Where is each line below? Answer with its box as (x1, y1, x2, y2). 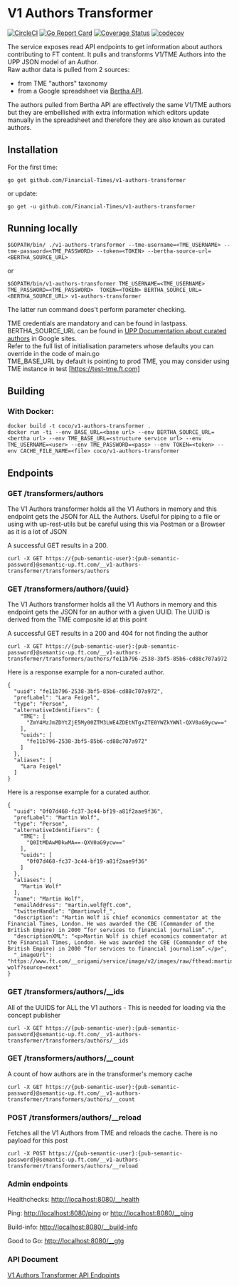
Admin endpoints (7, 1179, 68, 1189)
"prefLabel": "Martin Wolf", (14, 814, 100, 821)
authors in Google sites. (7, 334, 77, 343)
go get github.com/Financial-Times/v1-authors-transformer (7, 176, 186, 183)
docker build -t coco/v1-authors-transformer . (7, 422, 152, 430)
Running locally (7, 223, 78, 235)
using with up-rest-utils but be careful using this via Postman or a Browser (7, 520, 225, 528)
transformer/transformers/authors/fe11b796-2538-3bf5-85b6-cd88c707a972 (7, 655, 228, 663)
